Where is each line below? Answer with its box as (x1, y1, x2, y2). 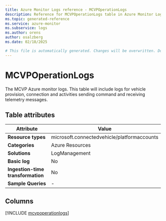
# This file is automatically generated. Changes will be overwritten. (5, 48, 156, 53)
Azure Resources (51, 142, 91, 149)
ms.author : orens (5, 30, 41, 35)
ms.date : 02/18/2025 (5, 40, 48, 44)
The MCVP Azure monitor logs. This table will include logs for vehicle (5, 86, 146, 92)
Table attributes (5, 111, 55, 119)
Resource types (7, 134, 46, 141)
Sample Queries (7, 180, 46, 187)
